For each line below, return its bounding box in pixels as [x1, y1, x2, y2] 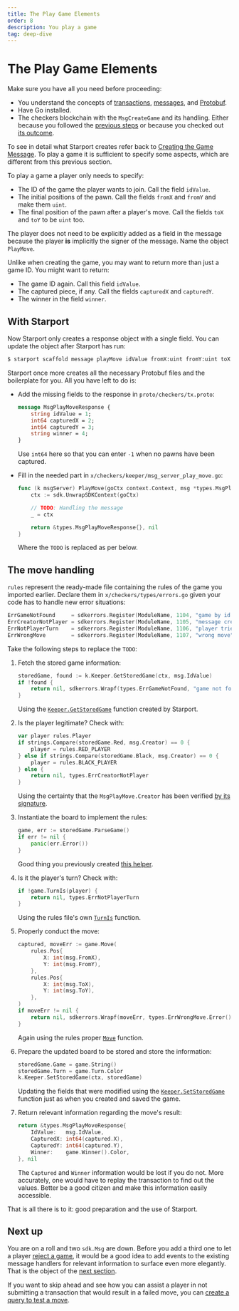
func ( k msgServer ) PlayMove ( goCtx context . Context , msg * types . [17, 485, 216, 492]
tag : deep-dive [7, 30, 53, 38]
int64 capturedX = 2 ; [31, 417, 95, 424]
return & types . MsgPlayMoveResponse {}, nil [31, 524, 159, 531]
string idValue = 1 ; [31, 410, 92, 418]
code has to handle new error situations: [7, 598, 126, 606]
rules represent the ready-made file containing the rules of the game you [7, 583, 223, 591]
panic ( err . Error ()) [31, 840, 89, 847]
